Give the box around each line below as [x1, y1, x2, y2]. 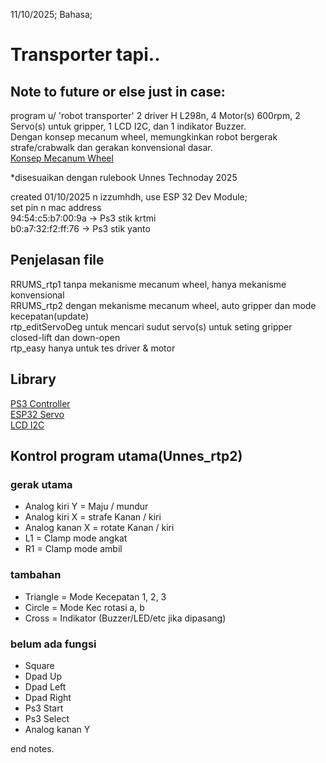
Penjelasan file [10, 252, 105, 269]
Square [24, 659, 55, 671]
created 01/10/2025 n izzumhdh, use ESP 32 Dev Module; [10, 191, 248, 203]
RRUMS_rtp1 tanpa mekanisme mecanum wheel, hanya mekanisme [10, 278, 287, 290]
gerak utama [10, 477, 73, 491]
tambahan [10, 568, 62, 582]
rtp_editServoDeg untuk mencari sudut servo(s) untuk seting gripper [10, 320, 293, 333]
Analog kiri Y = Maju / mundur [24, 500, 149, 513]
